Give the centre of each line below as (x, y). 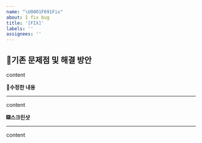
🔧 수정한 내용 (21, 87)
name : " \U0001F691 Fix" (35, 12)
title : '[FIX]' (25, 23)
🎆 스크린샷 (18, 117)
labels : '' (20, 29)
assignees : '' (24, 34)
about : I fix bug (28, 17)
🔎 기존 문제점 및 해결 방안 (49, 60)
